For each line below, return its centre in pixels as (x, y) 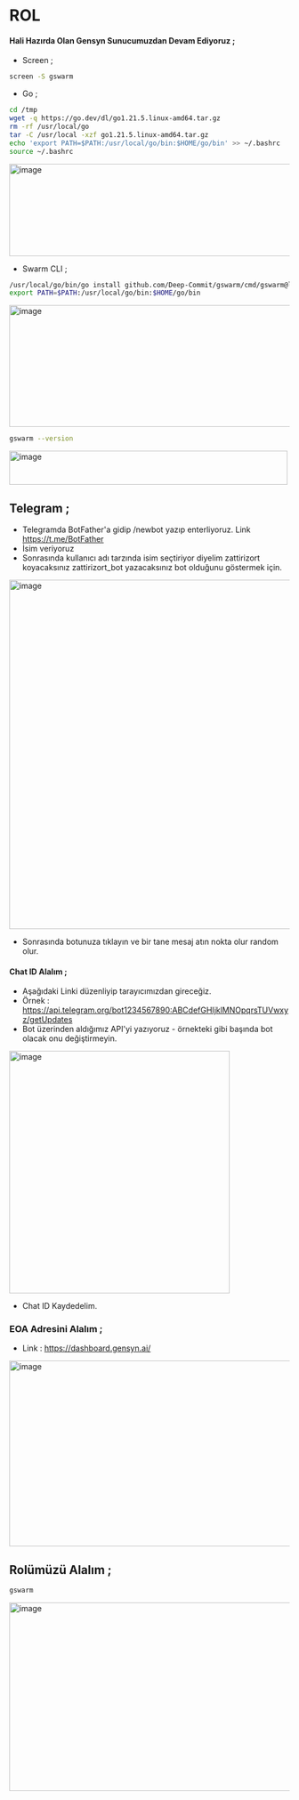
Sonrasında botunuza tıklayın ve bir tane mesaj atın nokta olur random (150, 941)
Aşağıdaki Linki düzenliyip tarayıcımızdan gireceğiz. (117, 991)
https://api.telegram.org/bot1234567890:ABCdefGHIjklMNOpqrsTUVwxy (155, 1010)
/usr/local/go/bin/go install (65, 285)
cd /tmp (24, 110)
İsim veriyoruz (48, 548)
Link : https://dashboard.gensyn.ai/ (86, 1348)
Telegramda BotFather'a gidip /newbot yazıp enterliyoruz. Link (136, 529)
